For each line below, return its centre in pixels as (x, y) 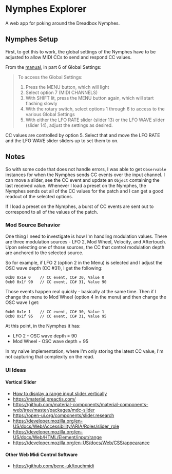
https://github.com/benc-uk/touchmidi (53, 466)
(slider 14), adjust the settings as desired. (69, 125)
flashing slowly (41, 103)
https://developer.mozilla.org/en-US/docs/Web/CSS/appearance (81, 443)
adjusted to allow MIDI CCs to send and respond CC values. (69, 57)
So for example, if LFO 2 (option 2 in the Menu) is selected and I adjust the (84, 262)
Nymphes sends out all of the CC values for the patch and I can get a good (84, 191)
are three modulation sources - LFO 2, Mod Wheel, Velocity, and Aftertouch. (86, 241)
